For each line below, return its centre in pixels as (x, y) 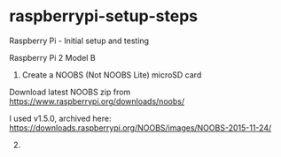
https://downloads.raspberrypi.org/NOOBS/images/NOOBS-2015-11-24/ (140, 127)
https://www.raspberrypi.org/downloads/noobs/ (97, 101)
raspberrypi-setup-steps (104, 16)
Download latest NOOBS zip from (70, 92)
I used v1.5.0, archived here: (60, 118)
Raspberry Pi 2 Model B (52, 57)
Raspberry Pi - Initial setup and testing (79, 41)
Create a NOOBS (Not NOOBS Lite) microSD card (112, 75)
